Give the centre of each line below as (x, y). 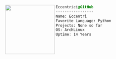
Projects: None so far (79, 25)
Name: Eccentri (71, 16)
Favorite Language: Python (84, 21)
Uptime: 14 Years (74, 34)
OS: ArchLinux (70, 30)
